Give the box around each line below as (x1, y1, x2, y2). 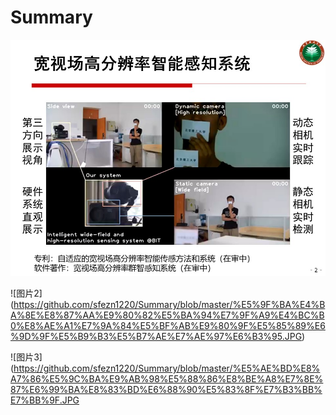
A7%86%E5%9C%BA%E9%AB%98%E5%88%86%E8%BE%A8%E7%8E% (10, 372, 324, 385)
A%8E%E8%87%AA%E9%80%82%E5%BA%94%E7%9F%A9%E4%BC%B (10, 309, 325, 321)
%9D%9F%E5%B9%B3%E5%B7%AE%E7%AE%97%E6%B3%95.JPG (10, 330, 303, 342)
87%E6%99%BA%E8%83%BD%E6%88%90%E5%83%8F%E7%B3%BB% (10, 383, 323, 395)
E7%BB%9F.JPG (10, 394, 80, 406)
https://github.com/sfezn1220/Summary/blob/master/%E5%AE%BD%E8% (13, 362, 321, 374)
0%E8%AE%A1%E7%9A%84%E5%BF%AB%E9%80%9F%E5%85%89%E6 (10, 319, 326, 331)
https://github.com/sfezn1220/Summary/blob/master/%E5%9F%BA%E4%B (13, 298, 326, 310)
